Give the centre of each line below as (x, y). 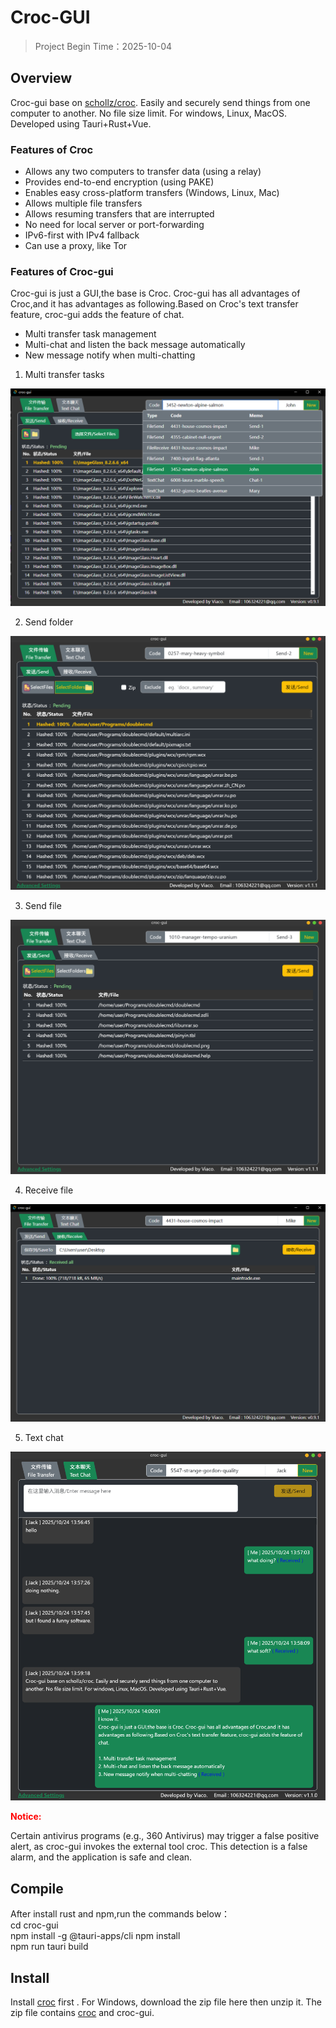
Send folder (49, 622)
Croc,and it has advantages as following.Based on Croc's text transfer (154, 304)
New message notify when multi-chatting (110, 355)
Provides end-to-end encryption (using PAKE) (119, 182)
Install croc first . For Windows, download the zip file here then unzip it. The (166, 2002)
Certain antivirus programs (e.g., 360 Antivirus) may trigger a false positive (165, 1836)
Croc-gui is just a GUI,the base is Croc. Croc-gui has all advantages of (155, 293)
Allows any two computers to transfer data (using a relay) (143, 172)
